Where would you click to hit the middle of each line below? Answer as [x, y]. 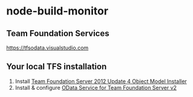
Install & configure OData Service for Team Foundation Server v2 [96, 87]
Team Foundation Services [58, 33]
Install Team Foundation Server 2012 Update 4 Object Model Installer [101, 81]
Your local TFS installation [57, 67]
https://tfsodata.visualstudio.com [47, 48]
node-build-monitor [57, 11]
